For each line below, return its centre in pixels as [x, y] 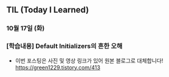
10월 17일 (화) [25, 28]
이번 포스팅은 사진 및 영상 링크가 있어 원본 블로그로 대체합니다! [89, 61]
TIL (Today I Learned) [48, 10]
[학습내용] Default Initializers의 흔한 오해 [64, 46]
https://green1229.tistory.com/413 [58, 67]
